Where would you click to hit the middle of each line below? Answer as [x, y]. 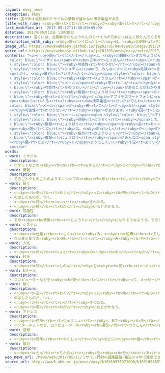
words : [12, 152]
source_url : [17, 362]
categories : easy [23, 14]
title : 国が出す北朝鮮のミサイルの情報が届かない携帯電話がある [62, 19]
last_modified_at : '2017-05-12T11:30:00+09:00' [55, 28]
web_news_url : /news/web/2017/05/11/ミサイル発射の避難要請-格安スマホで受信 [79, 357]
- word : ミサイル [21, 156]
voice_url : [16, 51]
